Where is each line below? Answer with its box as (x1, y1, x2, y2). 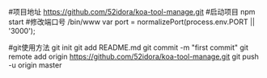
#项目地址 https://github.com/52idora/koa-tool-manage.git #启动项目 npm (8, 7, 256, 16)
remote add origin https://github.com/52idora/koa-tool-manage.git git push (8, 51, 259, 61)
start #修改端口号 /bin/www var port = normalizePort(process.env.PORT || (8, 17, 256, 27)
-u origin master (8, 60, 62, 70)
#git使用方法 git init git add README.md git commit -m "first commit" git (8, 43, 249, 52)
